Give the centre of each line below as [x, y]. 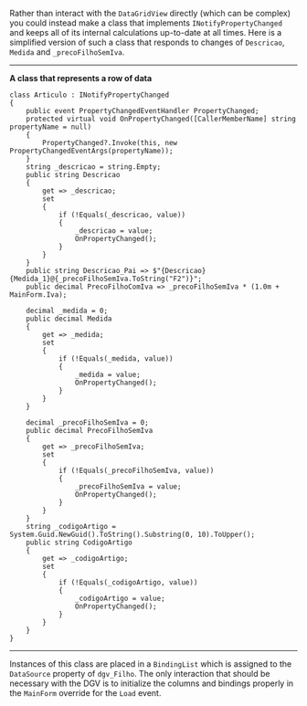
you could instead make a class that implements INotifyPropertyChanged [146, 23]
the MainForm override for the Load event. [85, 693]
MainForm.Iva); [38, 295]
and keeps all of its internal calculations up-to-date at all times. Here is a [146, 32]
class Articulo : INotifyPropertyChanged [90, 95]
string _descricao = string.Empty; [94, 167]
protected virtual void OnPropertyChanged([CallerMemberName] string [161, 119]
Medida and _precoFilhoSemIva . [67, 52]
